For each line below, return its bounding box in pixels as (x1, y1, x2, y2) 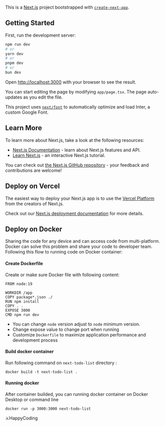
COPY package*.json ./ (5, 294, 53, 300)
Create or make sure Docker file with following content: (5, 272, 120, 278)
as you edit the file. (23, 94, 63, 100)
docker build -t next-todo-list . (5, 369, 78, 374)
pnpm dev (5, 60, 24, 66)
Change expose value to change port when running (12, 326, 119, 332)
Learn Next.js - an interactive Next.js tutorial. (12, 152, 106, 158)
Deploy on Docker (5, 225, 62, 233)
